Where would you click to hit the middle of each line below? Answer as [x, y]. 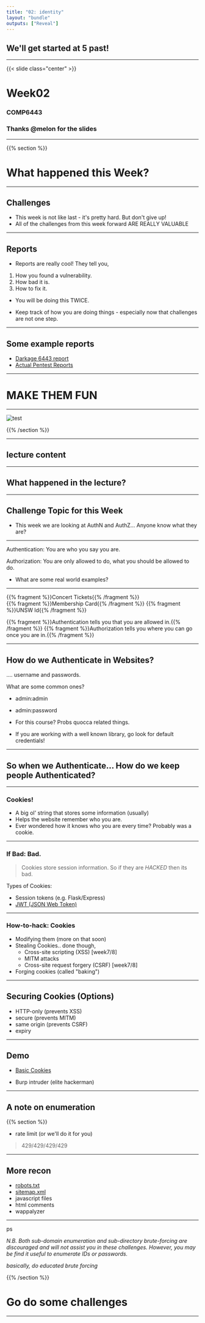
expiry [23, 1030]
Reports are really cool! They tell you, [62, 264]
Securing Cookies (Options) [60, 997]
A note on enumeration [51, 1107]
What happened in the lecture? [66, 483]
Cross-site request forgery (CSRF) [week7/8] [81, 965]
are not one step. [37, 319]
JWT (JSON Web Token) [46, 904]
